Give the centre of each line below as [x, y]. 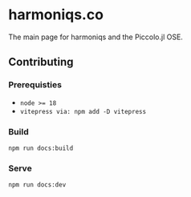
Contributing [41, 62]
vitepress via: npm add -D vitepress [83, 111]
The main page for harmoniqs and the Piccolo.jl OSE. [95, 37]
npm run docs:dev [37, 185]
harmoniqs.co [56, 15]
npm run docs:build [41, 148]
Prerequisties [35, 85]
